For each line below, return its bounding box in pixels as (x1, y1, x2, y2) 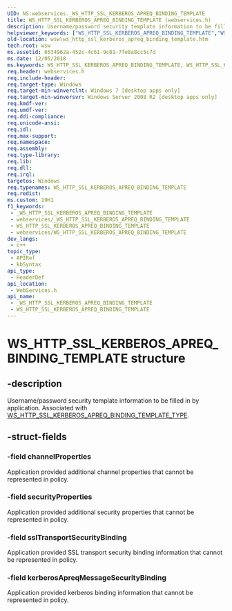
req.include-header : (7, 74, 67, 82)
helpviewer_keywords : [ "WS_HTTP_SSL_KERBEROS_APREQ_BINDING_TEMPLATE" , (7, 29, 217, 37)
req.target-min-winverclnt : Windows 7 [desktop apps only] (7, 87, 181, 94)
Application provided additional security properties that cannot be (7, 508, 195, 516)
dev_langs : (7, 235, 39, 242)
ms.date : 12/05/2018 (7, 55, 67, 62)
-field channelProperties (7, 452, 92, 462)
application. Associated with (7, 403, 88, 412)
